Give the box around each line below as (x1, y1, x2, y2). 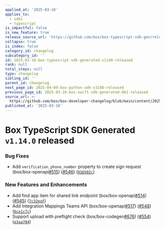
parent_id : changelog (5, 80, 50, 85)
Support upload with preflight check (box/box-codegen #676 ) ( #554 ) (12, 213, 151, 219)
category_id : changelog (5, 48, 54, 53)
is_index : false (5, 44, 38, 49)
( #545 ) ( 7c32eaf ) (12, 197, 46, 203)
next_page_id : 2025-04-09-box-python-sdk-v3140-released (5, 85, 124, 90)
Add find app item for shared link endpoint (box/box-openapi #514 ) (12, 193, 147, 198)
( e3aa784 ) (12, 219, 31, 225)
